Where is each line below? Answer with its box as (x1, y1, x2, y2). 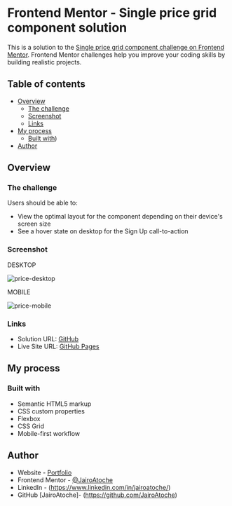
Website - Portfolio (17, 468, 72, 477)
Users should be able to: (7, 198, 79, 207)
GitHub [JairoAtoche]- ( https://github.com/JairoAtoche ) (17, 491, 177, 499)
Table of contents (7, 78, 86, 90)
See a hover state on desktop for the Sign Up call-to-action (17, 227, 189, 235)
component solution (7, 20, 128, 36)
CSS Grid (17, 422, 44, 430)
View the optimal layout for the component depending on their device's (17, 212, 223, 221)
